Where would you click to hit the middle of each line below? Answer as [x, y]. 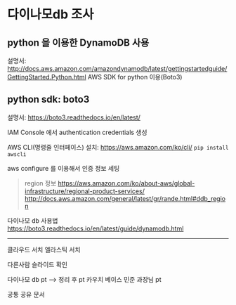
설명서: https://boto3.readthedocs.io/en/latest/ [74, 117]
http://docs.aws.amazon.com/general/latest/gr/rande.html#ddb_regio [125, 198]
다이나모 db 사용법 [33, 220]
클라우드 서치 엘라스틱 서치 [44, 249]
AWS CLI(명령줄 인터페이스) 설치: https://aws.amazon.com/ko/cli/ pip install [118, 147]
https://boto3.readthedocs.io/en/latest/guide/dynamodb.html [96, 228]
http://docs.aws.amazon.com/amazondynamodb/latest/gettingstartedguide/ [117, 69]
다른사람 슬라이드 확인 [38, 264]
